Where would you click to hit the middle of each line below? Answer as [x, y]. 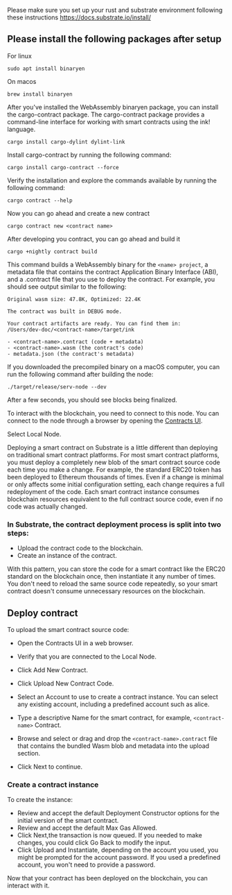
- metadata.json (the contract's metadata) [71, 354]
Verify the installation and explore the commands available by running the [112, 180]
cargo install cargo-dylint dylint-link [66, 142]
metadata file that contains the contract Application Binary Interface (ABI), [113, 272]
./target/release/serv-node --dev [57, 387]
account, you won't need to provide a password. [86, 865]
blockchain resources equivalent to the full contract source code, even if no [115, 499]
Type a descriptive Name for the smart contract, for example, [105, 717]
